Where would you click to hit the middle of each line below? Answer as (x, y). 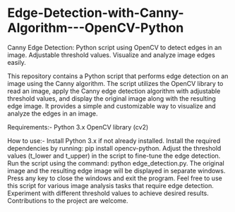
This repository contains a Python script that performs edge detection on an (118, 76)
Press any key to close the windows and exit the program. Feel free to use (115, 178)
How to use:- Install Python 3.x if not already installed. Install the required (114, 141)
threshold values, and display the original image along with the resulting (112, 98)
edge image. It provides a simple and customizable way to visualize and (112, 106)
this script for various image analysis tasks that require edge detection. (110, 185)
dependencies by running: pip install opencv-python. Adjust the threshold (114, 148)
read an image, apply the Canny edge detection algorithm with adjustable (114, 91)
